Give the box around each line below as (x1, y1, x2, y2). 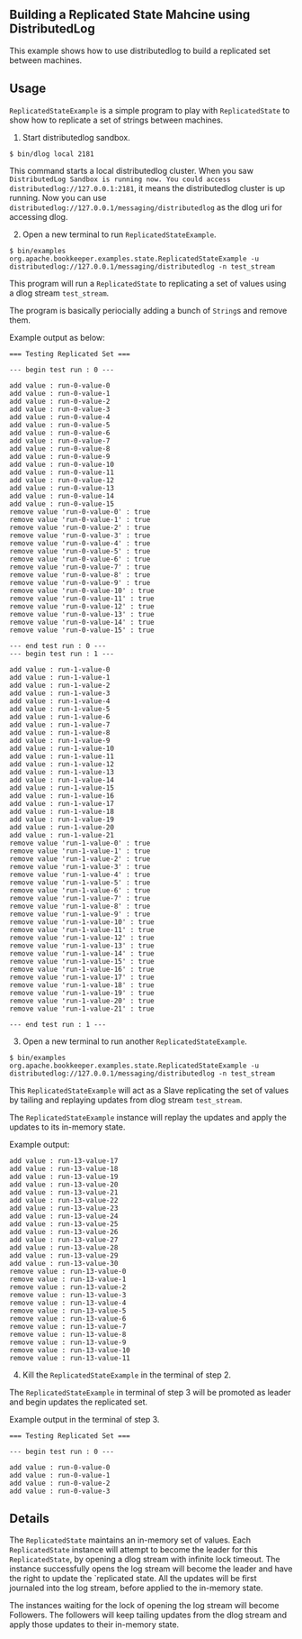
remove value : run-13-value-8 (9, 1330, 127, 1339)
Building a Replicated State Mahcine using (9, 7, 251, 23)
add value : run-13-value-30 (9, 1259, 119, 1268)
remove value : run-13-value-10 (9, 1345, 130, 1355)
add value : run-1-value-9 (9, 736, 111, 745)
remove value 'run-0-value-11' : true (9, 594, 155, 603)
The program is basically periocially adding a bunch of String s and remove (9, 305, 288, 316)
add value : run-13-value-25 (9, 1219, 119, 1229)
